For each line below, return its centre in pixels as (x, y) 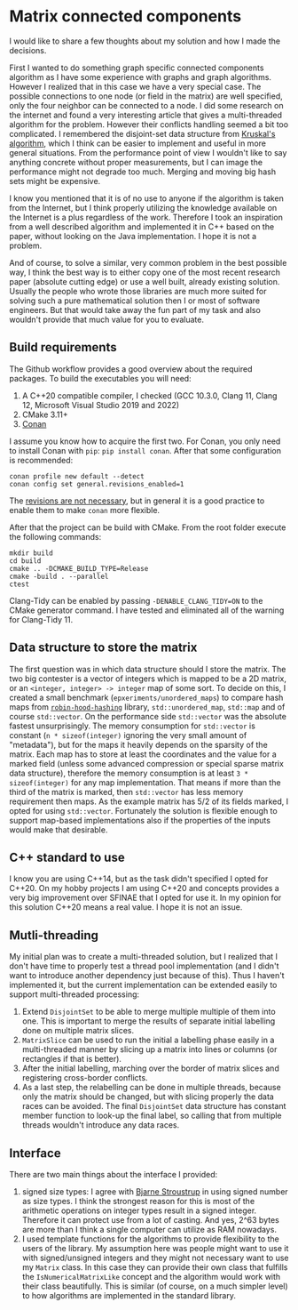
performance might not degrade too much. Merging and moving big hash (143, 172)
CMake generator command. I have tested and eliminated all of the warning (147, 610)
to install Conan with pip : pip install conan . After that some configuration (145, 450)
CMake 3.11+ (45, 414)
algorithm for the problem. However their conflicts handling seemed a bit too (149, 124)
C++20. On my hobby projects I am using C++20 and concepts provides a (144, 888)
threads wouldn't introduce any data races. (101, 1125)
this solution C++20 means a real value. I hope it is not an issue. (126, 907)
